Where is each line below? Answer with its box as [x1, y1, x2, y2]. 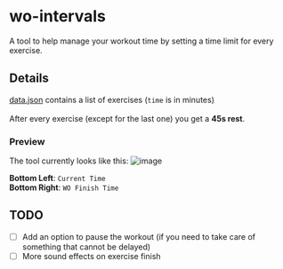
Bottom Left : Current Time [9, 173, 106, 184]
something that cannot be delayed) [21, 241, 151, 252]
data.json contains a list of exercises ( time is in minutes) [9, 94, 215, 105]
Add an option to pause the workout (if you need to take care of [21, 231, 256, 241]
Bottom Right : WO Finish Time [9, 182, 119, 193]
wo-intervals [9, 6, 107, 27]
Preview [9, 135, 45, 147]
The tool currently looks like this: [9, 155, 129, 166]
